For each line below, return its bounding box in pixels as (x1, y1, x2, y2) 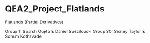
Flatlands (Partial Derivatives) (5, 19, 64, 25)
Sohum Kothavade (5, 33, 42, 39)
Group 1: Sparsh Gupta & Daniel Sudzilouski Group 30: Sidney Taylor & (5, 28, 145, 34)
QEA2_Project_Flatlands (5, 3, 105, 14)
